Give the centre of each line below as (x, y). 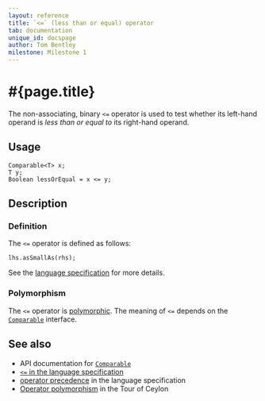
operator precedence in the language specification (103, 380)
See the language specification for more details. (86, 273)
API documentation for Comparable (75, 363)
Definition (28, 226)
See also (30, 344)
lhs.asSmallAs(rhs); (42, 258)
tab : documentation (40, 30)
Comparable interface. (43, 319)
